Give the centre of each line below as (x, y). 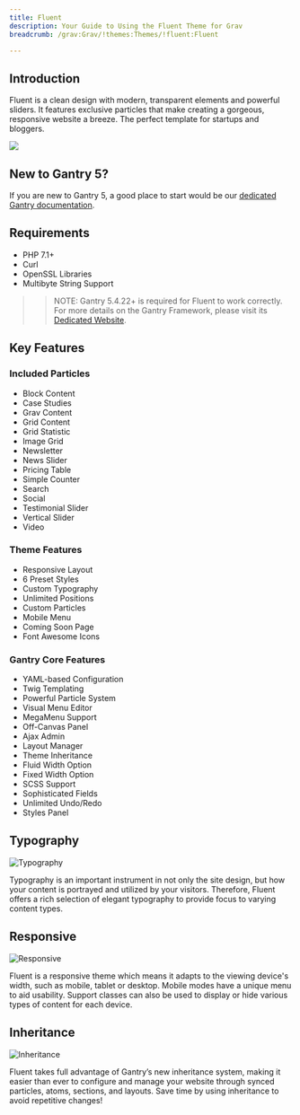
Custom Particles (54, 608)
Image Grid (43, 441)
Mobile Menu (47, 617)
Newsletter (43, 451)
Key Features (47, 348)
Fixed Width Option (58, 775)
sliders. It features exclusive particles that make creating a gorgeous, (137, 110)
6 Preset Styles (50, 579)
